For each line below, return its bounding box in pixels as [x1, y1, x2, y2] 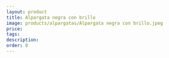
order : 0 [6, 43, 28, 49]
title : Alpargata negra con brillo [6, 14, 96, 21]
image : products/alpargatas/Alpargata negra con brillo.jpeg [6, 20, 164, 26]
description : [6, 37, 39, 43]
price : [6, 25, 23, 32]
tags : [6, 31, 20, 37]
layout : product [6, 8, 47, 15]
